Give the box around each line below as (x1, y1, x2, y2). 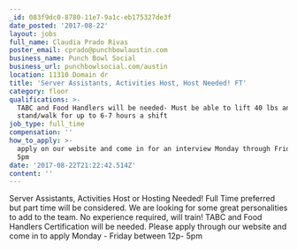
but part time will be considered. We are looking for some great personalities (9, 202, 288, 213)
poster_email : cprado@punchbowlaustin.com (9, 46, 168, 55)
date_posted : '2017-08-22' (9, 21, 109, 30)
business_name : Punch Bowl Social (9, 54, 137, 63)
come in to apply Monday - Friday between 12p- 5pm (9, 231, 203, 241)
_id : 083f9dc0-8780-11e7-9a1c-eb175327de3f (9, 12, 172, 22)
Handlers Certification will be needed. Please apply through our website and (9, 222, 287, 232)
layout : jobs (9, 29, 57, 38)
